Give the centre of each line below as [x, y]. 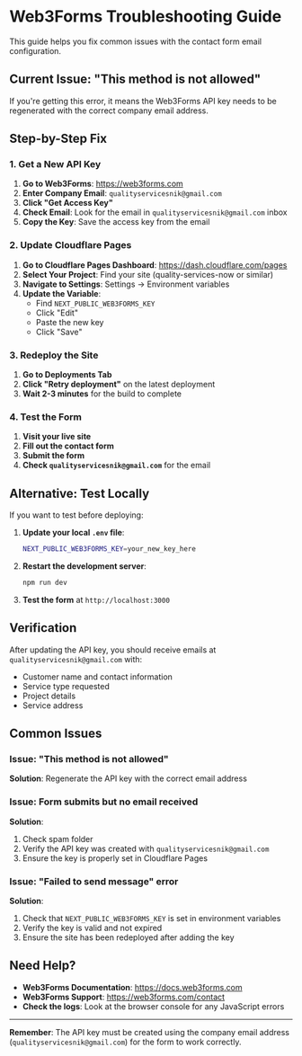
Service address [53, 705]
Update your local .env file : [73, 533]
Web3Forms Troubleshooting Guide [146, 17]
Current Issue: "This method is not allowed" [135, 80]
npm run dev [44, 583]
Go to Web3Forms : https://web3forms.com [103, 184]
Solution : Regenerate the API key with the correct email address [128, 778]
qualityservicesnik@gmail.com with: [76, 659]
